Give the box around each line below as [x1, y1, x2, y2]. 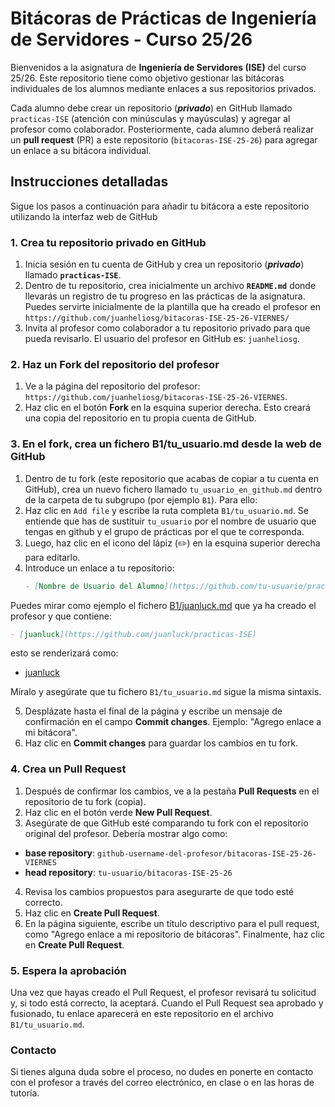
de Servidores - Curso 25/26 [10, 28, 253, 51]
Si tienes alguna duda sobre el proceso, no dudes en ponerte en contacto [10, 1066, 314, 1078]
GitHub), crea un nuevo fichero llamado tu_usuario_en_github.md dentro [24, 483, 323, 495]
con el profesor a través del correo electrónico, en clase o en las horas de [10, 1077, 315, 1089]
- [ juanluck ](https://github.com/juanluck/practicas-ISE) [10, 629, 257, 639]
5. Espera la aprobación [10, 963, 127, 977]
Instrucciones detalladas [10, 173, 169, 191]
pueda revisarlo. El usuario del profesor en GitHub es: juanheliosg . [24, 333, 300, 345]
